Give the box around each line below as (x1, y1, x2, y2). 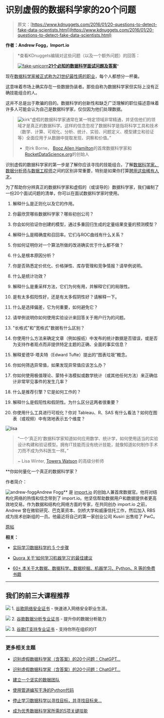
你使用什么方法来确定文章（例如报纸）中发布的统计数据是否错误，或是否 (12, 335, 158, 341)
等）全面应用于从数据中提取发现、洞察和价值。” (17, 135, 111, 140)
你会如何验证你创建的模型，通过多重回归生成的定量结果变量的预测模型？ (12, 221, 158, 227)
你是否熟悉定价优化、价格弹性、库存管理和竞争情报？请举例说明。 (12, 263, 145, 269)
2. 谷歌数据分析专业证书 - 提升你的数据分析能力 (11, 616, 107, 621)
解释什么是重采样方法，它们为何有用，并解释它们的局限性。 (12, 283, 132, 289)
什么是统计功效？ (12, 273, 47, 279)
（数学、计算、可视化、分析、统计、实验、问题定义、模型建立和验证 (17, 129, 154, 135)
